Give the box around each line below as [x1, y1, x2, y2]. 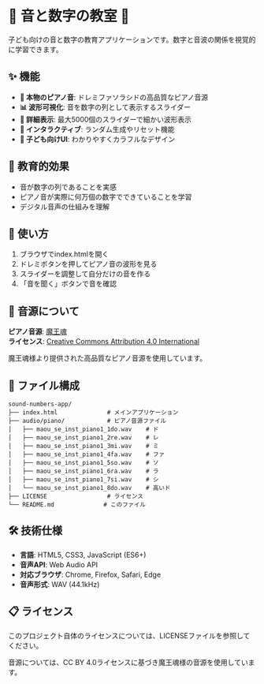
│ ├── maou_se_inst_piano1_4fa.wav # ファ [8, 450, 165, 458]
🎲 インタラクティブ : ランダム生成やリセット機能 [19, 124, 175, 134]
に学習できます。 [8, 44, 63, 54]
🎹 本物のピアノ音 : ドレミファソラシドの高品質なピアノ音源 [19, 92, 209, 102]
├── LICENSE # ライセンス [8, 492, 143, 500]
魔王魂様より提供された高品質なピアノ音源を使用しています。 [8, 353, 207, 363]
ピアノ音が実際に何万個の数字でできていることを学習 [19, 192, 192, 201]
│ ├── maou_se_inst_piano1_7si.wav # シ [8, 476, 159, 484]
